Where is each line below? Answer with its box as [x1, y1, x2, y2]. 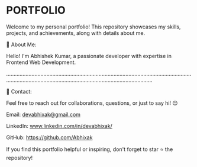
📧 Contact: [6, 88, 33, 95]
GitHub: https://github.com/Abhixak [6, 134, 93, 141]
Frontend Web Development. [6, 59, 76, 66]
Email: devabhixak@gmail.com [6, 111, 81, 118]
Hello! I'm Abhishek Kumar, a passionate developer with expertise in [6, 52, 172, 59]
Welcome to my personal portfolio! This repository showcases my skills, [6, 23, 181, 30]
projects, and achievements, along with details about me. [6, 29, 146, 36]
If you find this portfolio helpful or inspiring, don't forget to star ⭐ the [6, 146, 173, 153]
